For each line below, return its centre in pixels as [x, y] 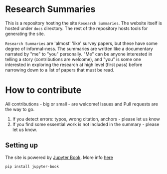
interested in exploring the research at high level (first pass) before [74, 64]
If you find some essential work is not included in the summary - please [86, 124]
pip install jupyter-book [32, 166]
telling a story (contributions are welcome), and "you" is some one [73, 59]
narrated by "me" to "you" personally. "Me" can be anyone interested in [79, 54]
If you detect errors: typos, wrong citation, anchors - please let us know [86, 119]
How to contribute [43, 90]
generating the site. [25, 33]
